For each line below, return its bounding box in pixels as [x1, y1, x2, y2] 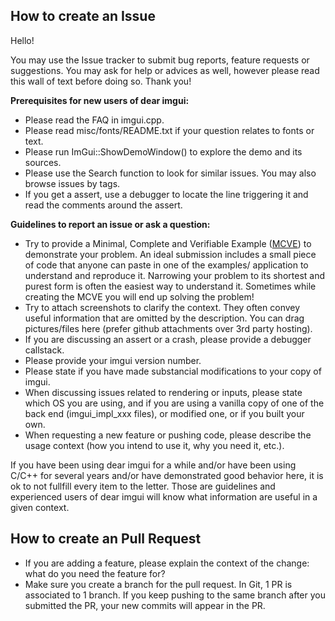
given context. [10, 501, 70, 513]
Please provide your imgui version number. [24, 354, 202, 366]
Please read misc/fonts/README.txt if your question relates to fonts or [24, 124, 315, 136]
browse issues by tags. [24, 177, 121, 189]
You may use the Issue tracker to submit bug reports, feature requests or [10, 54, 310, 66]
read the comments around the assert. [24, 199, 183, 211]
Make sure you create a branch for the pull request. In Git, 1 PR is [24, 578, 293, 590]
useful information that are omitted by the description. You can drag [24, 312, 305, 324]
